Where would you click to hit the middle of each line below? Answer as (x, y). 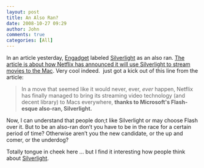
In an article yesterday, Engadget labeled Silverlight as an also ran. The (96, 58)
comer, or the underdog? (38, 140)
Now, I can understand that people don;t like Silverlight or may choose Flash (102, 120)
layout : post (23, 12)
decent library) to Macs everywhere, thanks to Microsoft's (96, 102)
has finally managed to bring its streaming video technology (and (103, 96)
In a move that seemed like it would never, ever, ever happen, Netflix (107, 89)
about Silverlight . (27, 158)
